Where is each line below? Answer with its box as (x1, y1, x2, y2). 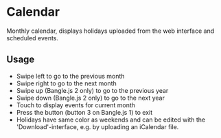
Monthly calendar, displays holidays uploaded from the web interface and (6, 27, 215, 35)
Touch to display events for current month (16, 100, 135, 109)
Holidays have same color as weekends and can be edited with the (16, 115, 206, 124)
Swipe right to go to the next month (16, 79, 117, 87)
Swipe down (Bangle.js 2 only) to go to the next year (16, 94, 165, 102)
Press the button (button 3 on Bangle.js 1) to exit (16, 108, 153, 116)
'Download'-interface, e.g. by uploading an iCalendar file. (16, 122, 179, 130)
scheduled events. (6, 33, 59, 42)
